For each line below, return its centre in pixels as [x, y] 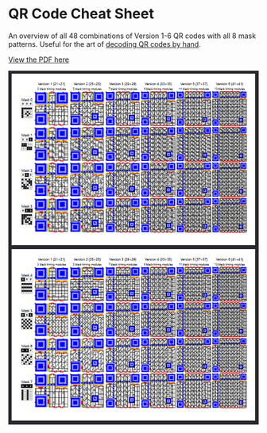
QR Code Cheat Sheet [81, 14]
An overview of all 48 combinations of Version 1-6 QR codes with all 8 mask [132, 36]
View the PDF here [39, 59]
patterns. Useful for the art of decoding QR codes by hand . [104, 44]
